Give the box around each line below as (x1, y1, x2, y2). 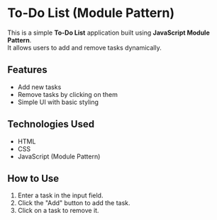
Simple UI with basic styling (17, 98, 99, 106)
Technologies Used (7, 118, 94, 130)
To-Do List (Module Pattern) (7, 5, 175, 21)
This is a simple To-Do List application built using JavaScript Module (7, 28, 211, 37)
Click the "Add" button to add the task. (17, 199, 130, 207)
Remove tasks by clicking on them (17, 90, 118, 98)
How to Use (7, 172, 60, 185)
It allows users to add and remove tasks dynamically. (7, 43, 162, 52)
